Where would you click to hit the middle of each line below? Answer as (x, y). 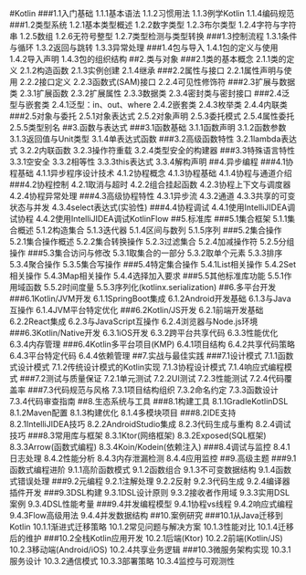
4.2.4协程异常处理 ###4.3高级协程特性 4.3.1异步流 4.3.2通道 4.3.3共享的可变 (153, 196)
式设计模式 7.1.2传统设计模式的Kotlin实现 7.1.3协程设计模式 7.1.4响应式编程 (147, 367)
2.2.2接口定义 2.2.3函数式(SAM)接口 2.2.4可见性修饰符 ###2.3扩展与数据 (157, 82)
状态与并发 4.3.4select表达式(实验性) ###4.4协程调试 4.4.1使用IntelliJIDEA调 (153, 207)
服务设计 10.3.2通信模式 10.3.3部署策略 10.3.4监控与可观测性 (122, 561)
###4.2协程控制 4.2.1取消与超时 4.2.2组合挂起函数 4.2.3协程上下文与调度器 (150, 184)
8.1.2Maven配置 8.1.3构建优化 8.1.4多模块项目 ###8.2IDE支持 (123, 413)
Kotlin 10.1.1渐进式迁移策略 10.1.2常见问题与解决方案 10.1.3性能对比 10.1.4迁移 (152, 527)
